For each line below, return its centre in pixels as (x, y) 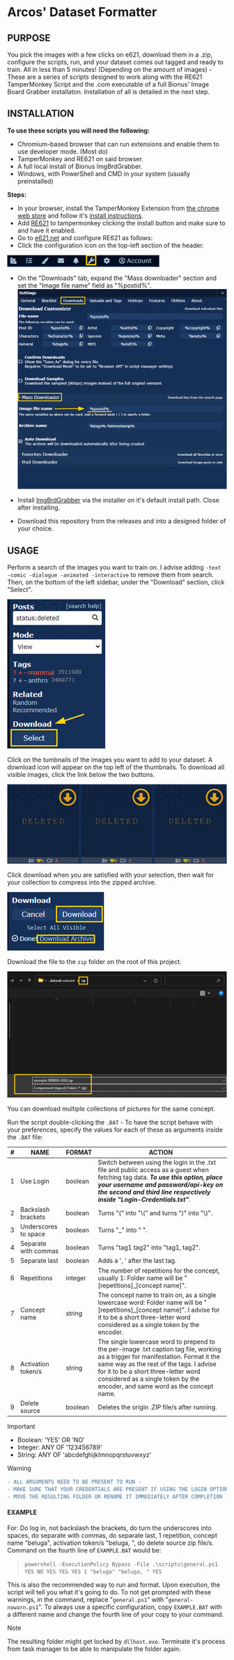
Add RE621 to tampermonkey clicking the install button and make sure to (121, 223)
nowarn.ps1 (23, 1607)
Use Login (35, 1181)
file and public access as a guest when (153, 1170)
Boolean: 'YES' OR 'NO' (51, 1439)
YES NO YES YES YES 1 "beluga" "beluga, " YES (93, 1571)
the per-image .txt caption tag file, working (159, 1349)
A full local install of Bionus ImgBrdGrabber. (80, 166)
